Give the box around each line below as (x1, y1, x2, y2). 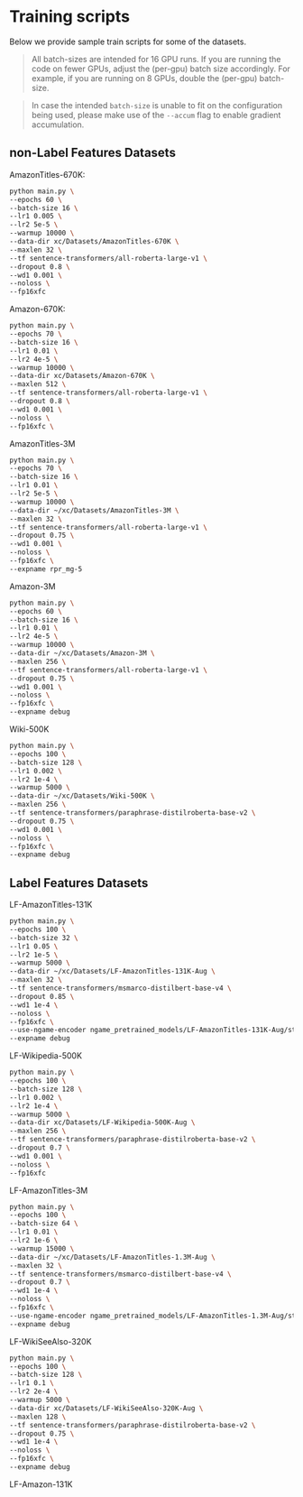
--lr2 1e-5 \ (9, 950, 59, 959)
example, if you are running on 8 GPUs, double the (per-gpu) (31, 72, 258, 83)
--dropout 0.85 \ (9, 992, 75, 1001)
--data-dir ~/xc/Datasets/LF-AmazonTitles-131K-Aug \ (9, 967, 216, 976)
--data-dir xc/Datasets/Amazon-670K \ (9, 372, 155, 381)
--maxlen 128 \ (9, 1412, 67, 1421)
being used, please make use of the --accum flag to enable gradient (31, 109, 281, 120)
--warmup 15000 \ (9, 1243, 75, 1253)
